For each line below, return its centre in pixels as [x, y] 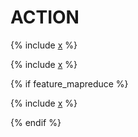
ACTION [45, 17]
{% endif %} [36, 122]
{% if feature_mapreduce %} [69, 83]
